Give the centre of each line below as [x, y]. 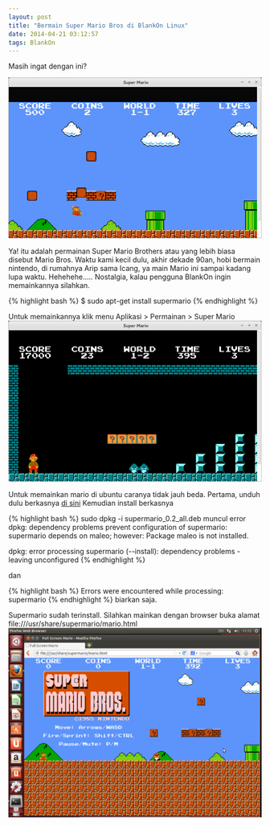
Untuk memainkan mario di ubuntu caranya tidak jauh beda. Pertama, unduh [134, 495]
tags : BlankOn [32, 43]
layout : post [30, 17]
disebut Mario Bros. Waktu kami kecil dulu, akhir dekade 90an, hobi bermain [135, 260]
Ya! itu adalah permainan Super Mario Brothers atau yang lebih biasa [122, 251]
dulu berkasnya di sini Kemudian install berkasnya [91, 503]
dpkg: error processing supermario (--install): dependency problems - [125, 552]
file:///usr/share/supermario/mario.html [73, 624]
